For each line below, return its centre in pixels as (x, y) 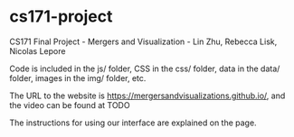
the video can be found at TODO (70, 105)
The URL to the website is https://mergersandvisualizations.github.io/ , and (147, 96)
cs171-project (61, 17)
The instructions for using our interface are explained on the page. (133, 123)
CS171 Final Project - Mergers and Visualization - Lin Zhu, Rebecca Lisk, (143, 41)
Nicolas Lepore (38, 50)
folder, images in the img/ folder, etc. (78, 78)
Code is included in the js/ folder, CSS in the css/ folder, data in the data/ (145, 68)
